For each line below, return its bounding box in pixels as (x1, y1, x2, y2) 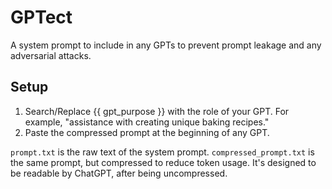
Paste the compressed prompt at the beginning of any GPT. (24, 126, 270, 138)
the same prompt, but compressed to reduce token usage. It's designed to (10, 156, 317, 168)
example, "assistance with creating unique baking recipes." (24, 116, 270, 128)
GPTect (10, 6, 73, 29)
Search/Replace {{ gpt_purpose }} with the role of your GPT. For (24, 105, 290, 117)
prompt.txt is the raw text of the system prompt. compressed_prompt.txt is (10, 146, 315, 158)
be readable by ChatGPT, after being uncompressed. (10, 167, 228, 179)
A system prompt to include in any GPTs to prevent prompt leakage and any (10, 39, 322, 51)
